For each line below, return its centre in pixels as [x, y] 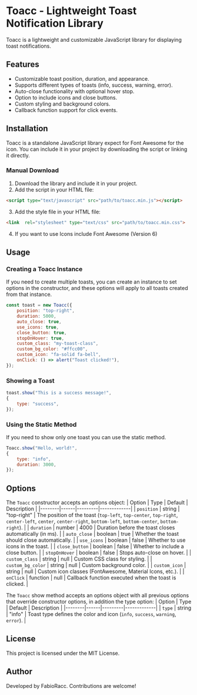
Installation [27, 129]
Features [23, 65]
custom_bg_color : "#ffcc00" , [52, 349]
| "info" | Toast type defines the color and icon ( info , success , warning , [91, 614]
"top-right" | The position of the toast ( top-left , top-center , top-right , [92, 515]
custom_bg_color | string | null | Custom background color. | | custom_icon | [96, 565]
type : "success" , [38, 404]
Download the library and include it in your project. [76, 183]
